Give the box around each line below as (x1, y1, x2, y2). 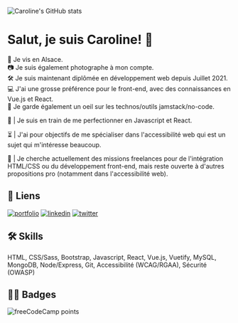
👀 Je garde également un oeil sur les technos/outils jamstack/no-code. (7, 102, 215, 110)
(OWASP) (7, 268, 36, 277)
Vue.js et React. (7, 95, 54, 103)
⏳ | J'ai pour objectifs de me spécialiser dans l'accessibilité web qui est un (7, 130, 226, 139)
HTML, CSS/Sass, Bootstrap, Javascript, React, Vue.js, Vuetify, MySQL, (7, 253, 217, 261)
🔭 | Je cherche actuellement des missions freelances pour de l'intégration (7, 154, 224, 163)
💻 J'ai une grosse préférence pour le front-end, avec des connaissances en (7, 84, 231, 92)
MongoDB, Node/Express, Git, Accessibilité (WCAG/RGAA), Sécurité (7, 260, 207, 269)
